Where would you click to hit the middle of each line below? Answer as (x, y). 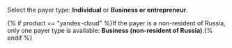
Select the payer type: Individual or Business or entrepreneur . (98, 10)
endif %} (20, 38)
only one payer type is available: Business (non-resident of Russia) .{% (110, 31)
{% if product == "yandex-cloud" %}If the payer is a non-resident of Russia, (116, 23)
